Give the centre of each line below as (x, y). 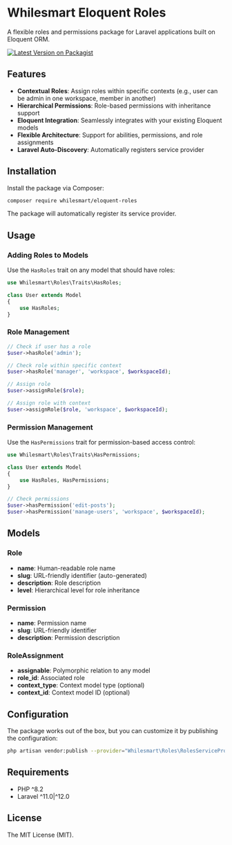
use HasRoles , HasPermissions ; (65, 480)
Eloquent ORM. (29, 39)
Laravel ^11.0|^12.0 (43, 796)
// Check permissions (38, 499)
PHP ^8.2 (30, 789)
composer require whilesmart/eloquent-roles (72, 201)
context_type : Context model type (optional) (81, 686)
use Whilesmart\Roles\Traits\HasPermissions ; (74, 455)
